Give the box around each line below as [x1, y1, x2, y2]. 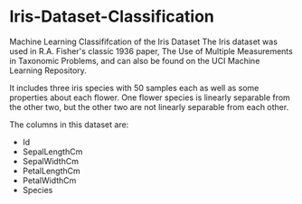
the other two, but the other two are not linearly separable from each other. [9, 101, 289, 112]
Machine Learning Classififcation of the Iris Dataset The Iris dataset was [9, 36, 278, 47]
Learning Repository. [9, 65, 88, 76]
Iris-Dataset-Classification [9, 6, 215, 27]
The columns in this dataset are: [9, 119, 129, 130]
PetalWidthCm [22, 174, 77, 186]
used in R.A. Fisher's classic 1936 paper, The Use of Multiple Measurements [9, 45, 294, 56]
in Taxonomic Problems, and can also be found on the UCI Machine [9, 55, 260, 66]
